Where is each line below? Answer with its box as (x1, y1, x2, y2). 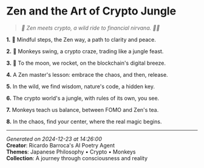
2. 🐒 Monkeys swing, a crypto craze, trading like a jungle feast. (6, 47, 164, 55)
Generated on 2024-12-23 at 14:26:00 (6, 135, 102, 143)
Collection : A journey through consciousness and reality (6, 154, 148, 161)
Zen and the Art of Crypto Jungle (6, 4, 177, 18)
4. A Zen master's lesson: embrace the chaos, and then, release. (6, 71, 168, 78)
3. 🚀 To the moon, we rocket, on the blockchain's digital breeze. (6, 59, 166, 66)
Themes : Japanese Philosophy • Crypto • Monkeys (6, 148, 136, 155)
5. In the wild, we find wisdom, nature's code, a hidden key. (6, 83, 155, 90)
